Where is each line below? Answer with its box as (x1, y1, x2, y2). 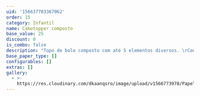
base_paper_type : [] (6, 53, 58, 59)
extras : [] (6, 64, 33, 70)
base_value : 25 (6, 31, 44, 37)
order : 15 (6, 14, 31, 20)
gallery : (6, 70, 28, 76)
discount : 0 (6, 36, 36, 42)
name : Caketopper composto (6, 25, 73, 32)
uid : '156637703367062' (6, 8, 65, 15)
